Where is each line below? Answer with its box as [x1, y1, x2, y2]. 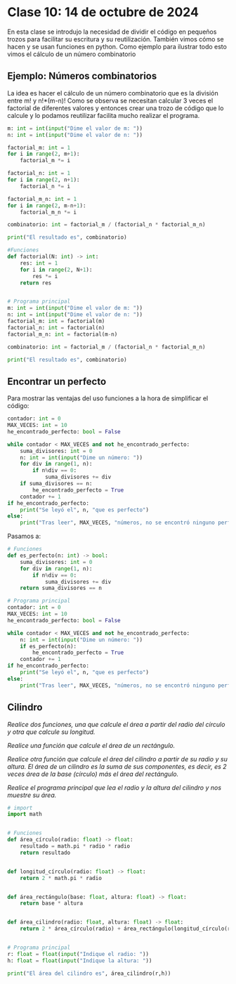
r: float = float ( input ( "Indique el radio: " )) [7, 950, 150, 957]
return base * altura [20, 900, 83, 907]
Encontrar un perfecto [7, 375, 107, 387]
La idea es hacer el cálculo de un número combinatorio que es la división [7, 88, 219, 97]
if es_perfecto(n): [20, 643, 77, 650]
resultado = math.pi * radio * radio [20, 843, 131, 850]
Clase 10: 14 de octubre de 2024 [7, 4, 199, 20]
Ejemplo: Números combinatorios [7, 70, 157, 82]
